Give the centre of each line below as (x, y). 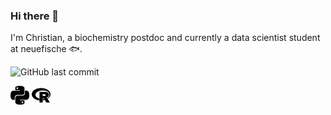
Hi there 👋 (35, 16)
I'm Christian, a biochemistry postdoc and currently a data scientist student (165, 38)
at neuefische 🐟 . (46, 49)
